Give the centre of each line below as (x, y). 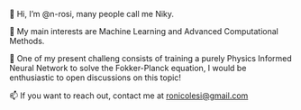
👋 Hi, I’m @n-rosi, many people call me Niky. (91, 14)
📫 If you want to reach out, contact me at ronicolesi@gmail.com (129, 96)
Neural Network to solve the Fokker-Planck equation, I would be (128, 68)
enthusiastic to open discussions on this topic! (96, 78)
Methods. (27, 41)
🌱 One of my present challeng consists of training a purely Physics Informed (151, 58)
